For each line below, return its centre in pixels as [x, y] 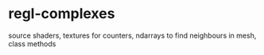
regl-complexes [62, 14]
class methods [32, 43]
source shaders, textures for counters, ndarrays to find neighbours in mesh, [132, 35]
